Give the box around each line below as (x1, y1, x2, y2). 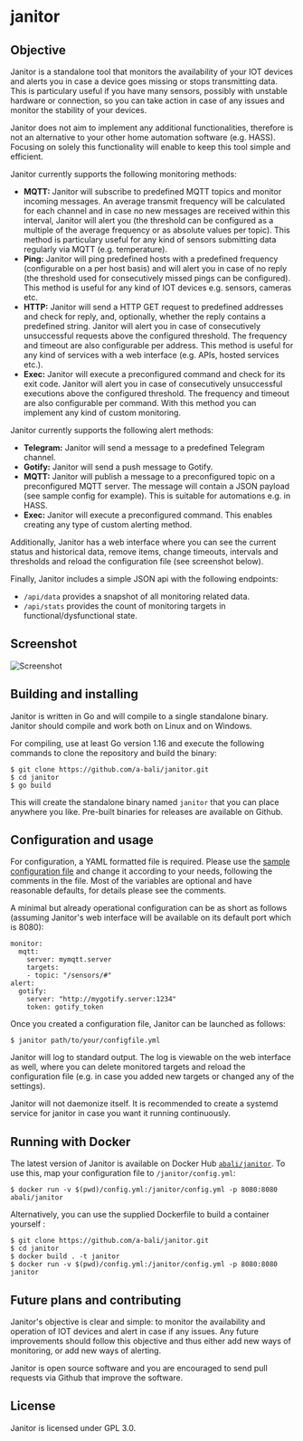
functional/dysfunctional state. (23, 611, 138, 621)
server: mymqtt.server (26, 955, 112, 964)
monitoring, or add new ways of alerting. (10, 1345, 162, 1356)
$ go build (10, 781, 52, 790)
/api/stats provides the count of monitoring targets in (23, 601, 226, 611)
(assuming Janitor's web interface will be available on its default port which (10, 912, 292, 924)
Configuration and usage (10, 832, 155, 848)
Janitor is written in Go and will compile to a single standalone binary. (10, 710, 269, 721)
